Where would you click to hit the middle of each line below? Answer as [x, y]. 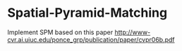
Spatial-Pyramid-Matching [87, 13]
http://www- [133, 32]
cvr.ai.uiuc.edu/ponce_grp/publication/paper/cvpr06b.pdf [91, 39]
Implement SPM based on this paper [60, 32]
